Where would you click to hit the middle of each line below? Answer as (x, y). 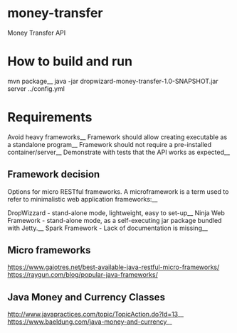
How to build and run (70, 61)
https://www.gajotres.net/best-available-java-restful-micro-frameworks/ (114, 267)
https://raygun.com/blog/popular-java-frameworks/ (83, 275)
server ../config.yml (36, 88)
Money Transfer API (37, 33)
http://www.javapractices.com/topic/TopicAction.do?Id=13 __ (96, 315)
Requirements (50, 118)
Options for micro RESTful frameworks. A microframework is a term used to (118, 191)
